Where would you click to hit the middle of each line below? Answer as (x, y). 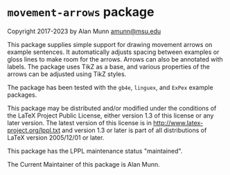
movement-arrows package (81, 12)
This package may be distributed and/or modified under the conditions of (112, 108)
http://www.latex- (178, 122)
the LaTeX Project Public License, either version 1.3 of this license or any (110, 116)
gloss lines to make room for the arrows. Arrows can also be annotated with (115, 59)
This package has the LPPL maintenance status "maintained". (95, 151)
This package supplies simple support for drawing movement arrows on (110, 44)
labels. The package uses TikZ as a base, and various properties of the (108, 66)
